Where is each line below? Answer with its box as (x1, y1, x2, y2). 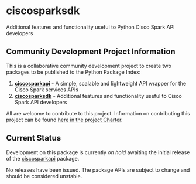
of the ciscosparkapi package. (6, 155, 80, 162)
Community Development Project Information (6, 47, 176, 57)
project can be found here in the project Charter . (6, 116, 123, 123)
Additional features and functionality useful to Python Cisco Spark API (6, 23, 175, 30)
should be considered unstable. (6, 172, 82, 179)
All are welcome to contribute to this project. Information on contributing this (6, 110, 190, 117)
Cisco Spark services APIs (14, 86, 79, 93)
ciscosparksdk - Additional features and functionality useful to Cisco (14, 92, 183, 99)
